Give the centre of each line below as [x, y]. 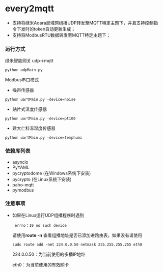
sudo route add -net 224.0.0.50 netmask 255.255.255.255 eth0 [77, 244]
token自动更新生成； [54, 29]
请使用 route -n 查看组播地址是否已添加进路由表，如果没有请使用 [77, 235]
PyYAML [21, 167]
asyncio [20, 162]
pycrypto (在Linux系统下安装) [42, 179]
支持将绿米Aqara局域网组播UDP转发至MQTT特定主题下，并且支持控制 [83, 23]
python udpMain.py [24, 70]
